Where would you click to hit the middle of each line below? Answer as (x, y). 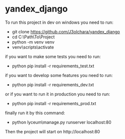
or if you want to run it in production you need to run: (57, 94)
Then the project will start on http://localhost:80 (53, 131)
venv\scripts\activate (33, 47)
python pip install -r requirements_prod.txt (54, 103)
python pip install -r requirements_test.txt (53, 66)
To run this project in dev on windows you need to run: (59, 22)
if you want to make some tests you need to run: (53, 56)
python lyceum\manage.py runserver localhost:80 (62, 122)
